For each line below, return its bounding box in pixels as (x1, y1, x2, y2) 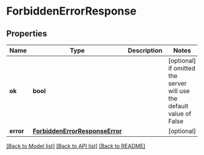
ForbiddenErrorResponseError (32, 127, 123, 135)
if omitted (168, 64, 195, 72)
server (168, 79, 187, 87)
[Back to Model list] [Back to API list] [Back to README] (6, 142, 146, 150)
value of (168, 110, 192, 117)
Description (127, 47, 163, 54)
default (168, 102, 189, 110)
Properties (6, 28, 47, 39)
